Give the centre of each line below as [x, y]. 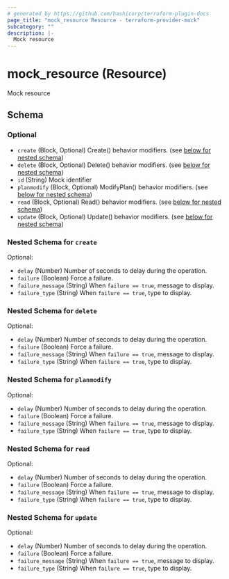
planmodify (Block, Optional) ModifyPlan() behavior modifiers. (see [112, 187]
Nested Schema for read [49, 448]
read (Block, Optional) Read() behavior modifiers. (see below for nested [119, 202]
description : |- [31, 33]
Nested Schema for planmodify [60, 380]
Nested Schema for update [52, 517]
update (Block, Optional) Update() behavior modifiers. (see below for [115, 216]
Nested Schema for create [52, 242]
